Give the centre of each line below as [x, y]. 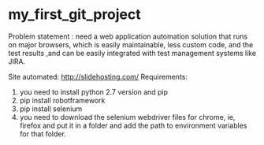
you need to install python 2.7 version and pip [93, 91]
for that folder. [43, 134]
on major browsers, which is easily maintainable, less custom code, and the [131, 44]
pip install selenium [51, 109]
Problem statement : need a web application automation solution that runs [128, 36]
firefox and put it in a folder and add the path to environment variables [133, 125]
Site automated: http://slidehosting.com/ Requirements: [98, 76]
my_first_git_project [75, 15]
